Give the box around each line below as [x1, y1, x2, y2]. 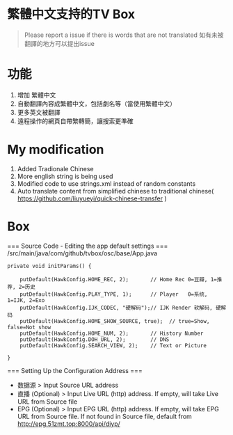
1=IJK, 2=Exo [7, 296, 45, 303]
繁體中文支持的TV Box [7, 6, 136, 22]
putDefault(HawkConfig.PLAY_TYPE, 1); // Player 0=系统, [19, 290, 208, 298]
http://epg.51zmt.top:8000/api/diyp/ [17, 419, 120, 428]
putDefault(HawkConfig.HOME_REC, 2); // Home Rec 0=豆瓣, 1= [19, 276, 217, 283]
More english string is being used [17, 172, 113, 180]
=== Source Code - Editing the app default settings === [7, 242, 168, 250]
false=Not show [7, 324, 51, 331]
